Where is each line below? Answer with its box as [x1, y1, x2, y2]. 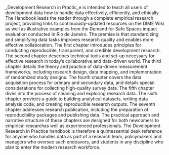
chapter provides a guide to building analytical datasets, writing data [5, 96, 148, 102]
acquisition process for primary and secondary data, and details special [5, 80, 155, 86]
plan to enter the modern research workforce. [5, 144, 101, 150]
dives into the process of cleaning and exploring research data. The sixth [5, 91, 158, 96]
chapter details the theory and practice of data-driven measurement [5, 63, 148, 69]
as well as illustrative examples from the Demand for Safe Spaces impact [5, 26, 157, 32]
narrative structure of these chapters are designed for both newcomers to [5, 118, 159, 123]
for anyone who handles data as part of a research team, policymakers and [5, 134, 162, 139]
